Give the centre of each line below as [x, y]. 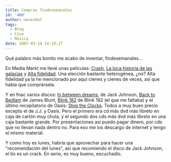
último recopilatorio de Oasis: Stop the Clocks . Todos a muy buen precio [82, 105]
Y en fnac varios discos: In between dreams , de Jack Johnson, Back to [80, 94]
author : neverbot [24, 20]
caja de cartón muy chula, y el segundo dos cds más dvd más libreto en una [86, 116]
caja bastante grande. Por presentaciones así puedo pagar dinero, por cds [84, 122]
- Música [19, 39]
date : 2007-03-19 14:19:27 [34, 44]
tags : [11, 24]
